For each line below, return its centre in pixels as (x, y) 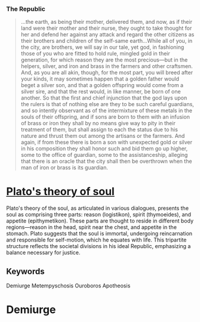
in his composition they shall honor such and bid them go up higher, (104, 148)
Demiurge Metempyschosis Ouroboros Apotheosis (68, 286)
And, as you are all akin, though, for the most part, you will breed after (107, 73)
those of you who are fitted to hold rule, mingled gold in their (95, 54)
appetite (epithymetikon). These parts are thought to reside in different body (100, 221)
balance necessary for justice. (43, 253)
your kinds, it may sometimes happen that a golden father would (100, 79)
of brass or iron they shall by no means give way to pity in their (98, 123)
